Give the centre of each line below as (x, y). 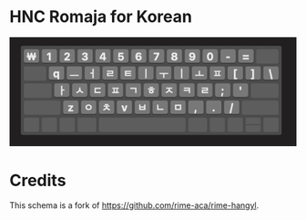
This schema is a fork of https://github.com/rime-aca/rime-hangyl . (134, 205)
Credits (38, 180)
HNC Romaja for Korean (101, 17)
